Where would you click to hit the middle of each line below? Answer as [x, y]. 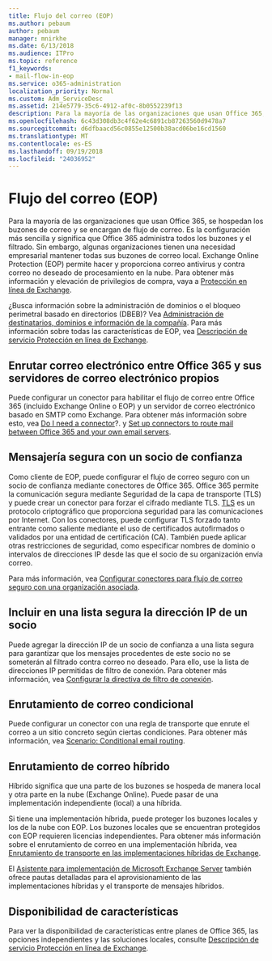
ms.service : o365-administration [65, 83]
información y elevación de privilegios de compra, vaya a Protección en [128, 282]
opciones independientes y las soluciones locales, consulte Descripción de [134, 940]
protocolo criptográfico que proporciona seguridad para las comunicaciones [136, 511]
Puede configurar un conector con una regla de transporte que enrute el [129, 724]
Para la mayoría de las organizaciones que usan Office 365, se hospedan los [136, 221]
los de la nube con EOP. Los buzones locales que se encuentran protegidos [134, 828]
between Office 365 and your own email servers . [90, 432]
